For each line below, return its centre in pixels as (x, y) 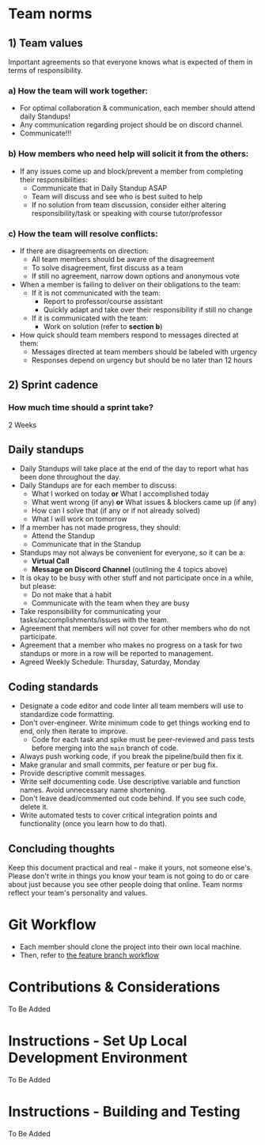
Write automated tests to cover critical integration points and (118, 815)
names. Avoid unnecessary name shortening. (93, 790)
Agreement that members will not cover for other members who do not (135, 628)
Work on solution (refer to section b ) (103, 326)
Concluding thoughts (62, 849)
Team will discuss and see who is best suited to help (117, 196)
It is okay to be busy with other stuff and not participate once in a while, (136, 578)
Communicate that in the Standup (86, 544)
